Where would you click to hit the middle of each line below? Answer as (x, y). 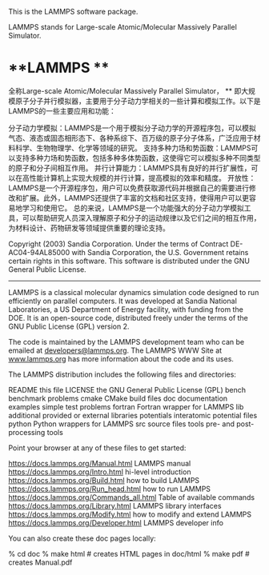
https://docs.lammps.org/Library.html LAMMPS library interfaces (115, 505)
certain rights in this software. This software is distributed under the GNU (129, 261)
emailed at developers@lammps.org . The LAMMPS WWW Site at (115, 350)
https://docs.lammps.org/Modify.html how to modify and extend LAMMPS (130, 514)
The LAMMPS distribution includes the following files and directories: (122, 374)
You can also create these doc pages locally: (82, 538)
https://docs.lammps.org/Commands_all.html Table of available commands (132, 497)
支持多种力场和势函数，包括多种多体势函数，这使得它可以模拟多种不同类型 (138, 158)
